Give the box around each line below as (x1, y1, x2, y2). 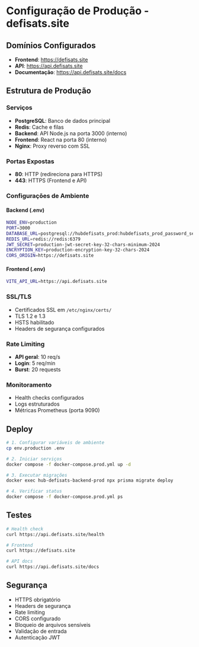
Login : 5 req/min (14, 359, 56, 366)
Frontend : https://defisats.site (14, 56, 88, 63)
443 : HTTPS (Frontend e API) (14, 177, 87, 184)
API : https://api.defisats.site (14, 62, 83, 69)
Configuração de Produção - (6, 4, 149, 18)
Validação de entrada (14, 627, 67, 635)
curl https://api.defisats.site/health (6, 531, 105, 537)
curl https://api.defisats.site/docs (6, 564, 99, 570)
